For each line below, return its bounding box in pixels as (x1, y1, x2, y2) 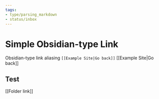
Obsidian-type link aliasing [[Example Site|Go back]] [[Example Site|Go (5, 55, 154, 61)
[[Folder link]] (5, 88, 34, 94)
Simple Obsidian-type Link (5, 38, 119, 50)
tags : (5, 7, 17, 13)
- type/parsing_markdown (5, 12, 57, 17)
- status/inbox (5, 17, 37, 22)
